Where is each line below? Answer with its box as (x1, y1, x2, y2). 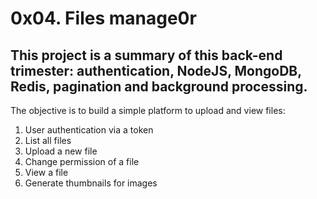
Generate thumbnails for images (24, 177, 158, 189)
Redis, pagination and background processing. (10, 78, 308, 95)
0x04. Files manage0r (10, 7, 197, 30)
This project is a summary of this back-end (10, 47, 283, 64)
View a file (24, 167, 69, 178)
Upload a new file (24, 145, 98, 157)
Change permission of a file (24, 156, 140, 167)
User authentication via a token (24, 124, 154, 136)
